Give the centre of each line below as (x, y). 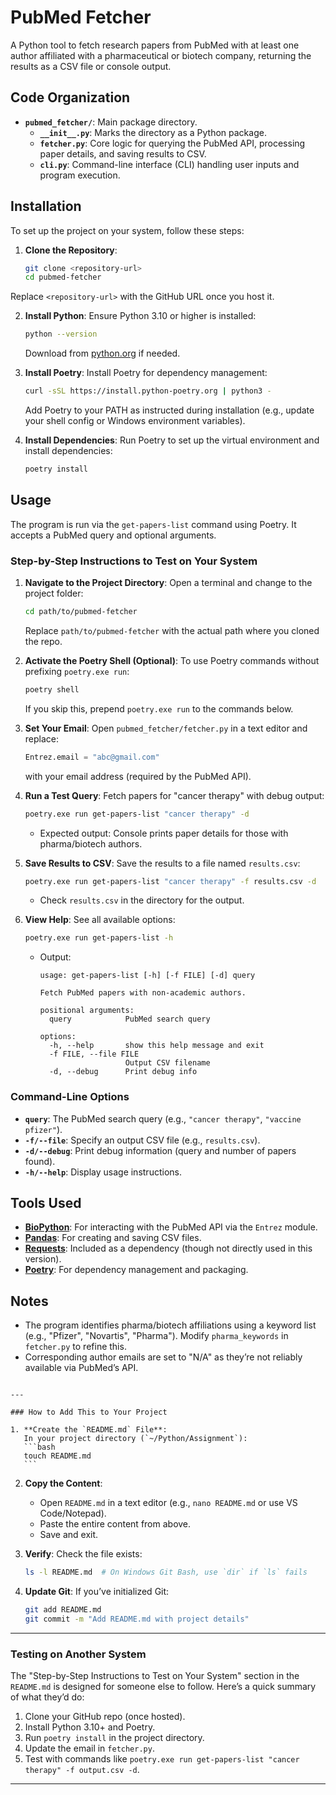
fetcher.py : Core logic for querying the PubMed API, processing (172, 143)
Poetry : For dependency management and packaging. (136, 1270)
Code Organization (70, 97)
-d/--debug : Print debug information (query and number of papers (160, 1150)
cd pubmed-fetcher (63, 277)
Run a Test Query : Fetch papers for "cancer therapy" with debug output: (174, 795)
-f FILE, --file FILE (94, 1054)
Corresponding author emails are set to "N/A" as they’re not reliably (163, 1357)
